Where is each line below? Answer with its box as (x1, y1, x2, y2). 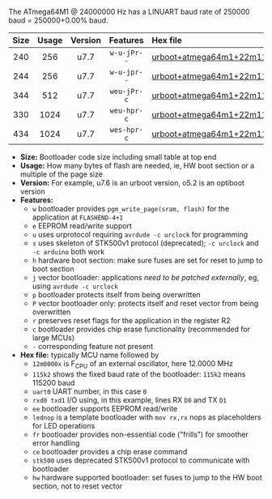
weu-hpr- (109, 106, 143, 115)
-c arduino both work (32, 247, 105, 256)
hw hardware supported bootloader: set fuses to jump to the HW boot (32, 472, 263, 482)
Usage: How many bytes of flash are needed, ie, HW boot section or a (19, 161, 255, 170)
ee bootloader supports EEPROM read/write (32, 403, 178, 413)
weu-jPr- (109, 87, 143, 96)
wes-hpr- (109, 126, 143, 134)
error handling (32, 437, 80, 448)
